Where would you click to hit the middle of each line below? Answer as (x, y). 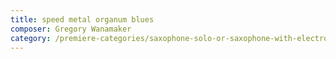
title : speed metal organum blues (82, 19)
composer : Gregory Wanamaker (71, 29)
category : (31, 38)
